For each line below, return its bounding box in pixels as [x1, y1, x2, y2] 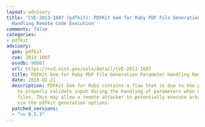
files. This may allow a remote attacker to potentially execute [17, 94, 187, 100]
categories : [6, 32, 37, 38]
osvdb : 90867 [12, 60, 45, 66]
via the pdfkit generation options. [17, 100, 111, 106]
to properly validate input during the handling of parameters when [17, 89, 195, 95]
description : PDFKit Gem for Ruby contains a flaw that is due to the [12, 83, 195, 89]
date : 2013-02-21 [12, 77, 56, 83]
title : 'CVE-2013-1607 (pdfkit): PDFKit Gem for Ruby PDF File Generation [6, 15, 201, 21]
